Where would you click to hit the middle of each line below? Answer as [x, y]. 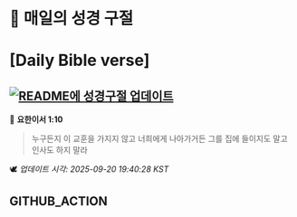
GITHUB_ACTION [59, 201]
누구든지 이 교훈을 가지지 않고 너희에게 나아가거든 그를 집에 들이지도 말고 [159, 139]
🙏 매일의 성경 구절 [72, 19]
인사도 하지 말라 [59, 150]
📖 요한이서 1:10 [36, 119]
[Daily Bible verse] [80, 61]
